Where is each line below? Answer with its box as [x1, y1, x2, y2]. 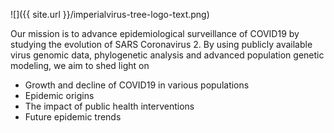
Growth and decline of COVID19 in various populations [24, 79, 250, 91]
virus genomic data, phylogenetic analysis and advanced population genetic [10, 49, 325, 61]
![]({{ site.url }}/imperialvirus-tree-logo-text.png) [10, 9, 210, 20]
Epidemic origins [24, 90, 95, 101]
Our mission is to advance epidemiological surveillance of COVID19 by [10, 28, 300, 39]
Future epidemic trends [24, 111, 122, 123]
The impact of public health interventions [24, 100, 195, 112]
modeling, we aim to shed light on [10, 60, 150, 71]
